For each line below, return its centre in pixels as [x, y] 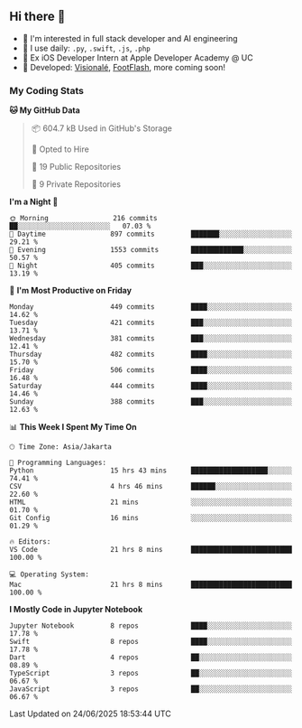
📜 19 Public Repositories [76, 167]
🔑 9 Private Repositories [76, 184]
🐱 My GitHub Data [45, 110]
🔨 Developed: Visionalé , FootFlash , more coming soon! [124, 67]
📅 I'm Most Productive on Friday [71, 291]
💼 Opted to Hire [60, 149]
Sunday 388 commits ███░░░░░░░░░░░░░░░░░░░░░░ [151, 402]
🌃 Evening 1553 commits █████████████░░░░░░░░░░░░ [151, 250]
